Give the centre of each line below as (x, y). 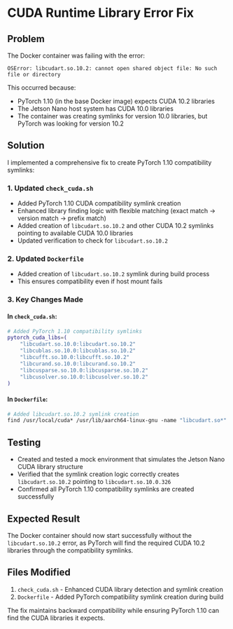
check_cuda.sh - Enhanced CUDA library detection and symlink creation (120, 589)
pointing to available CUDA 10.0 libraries (75, 234)
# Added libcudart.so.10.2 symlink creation (73, 414)
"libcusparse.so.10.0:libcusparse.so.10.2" (84, 370)
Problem (26, 39)
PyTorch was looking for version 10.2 (70, 123)
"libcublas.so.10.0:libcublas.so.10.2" (78, 351)
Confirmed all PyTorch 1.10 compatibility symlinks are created (106, 489)
